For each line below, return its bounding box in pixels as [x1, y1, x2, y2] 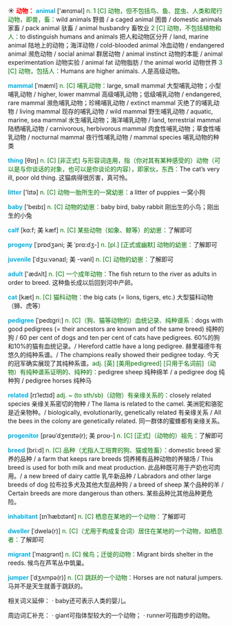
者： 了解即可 [8, 536, 44, 543]
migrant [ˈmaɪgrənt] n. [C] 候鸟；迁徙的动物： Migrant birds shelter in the [8, 550, 213, 558]
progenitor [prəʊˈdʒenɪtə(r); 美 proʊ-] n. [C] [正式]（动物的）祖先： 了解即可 [8, 431, 223, 440]
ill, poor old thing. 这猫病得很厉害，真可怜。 [8, 173, 131, 182]
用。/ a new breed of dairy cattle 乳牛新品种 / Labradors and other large [8, 472, 212, 480]
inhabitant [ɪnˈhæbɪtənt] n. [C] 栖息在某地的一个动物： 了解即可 [8, 512, 187, 520]
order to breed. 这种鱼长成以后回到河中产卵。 [8, 279, 137, 286]
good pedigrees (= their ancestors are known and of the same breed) [8, 325, 205, 333]
